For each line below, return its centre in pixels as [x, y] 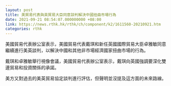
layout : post [19, 10]
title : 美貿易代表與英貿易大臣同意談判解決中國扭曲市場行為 [61, 15]
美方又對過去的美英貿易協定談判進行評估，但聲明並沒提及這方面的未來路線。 [86, 78]
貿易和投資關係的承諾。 [34, 68]
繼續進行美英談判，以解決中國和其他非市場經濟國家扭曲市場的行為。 [77, 50]
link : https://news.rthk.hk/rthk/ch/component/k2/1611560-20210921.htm [83, 24]
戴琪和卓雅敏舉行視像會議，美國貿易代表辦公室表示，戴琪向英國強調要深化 [83, 61]
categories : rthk [24, 29]
